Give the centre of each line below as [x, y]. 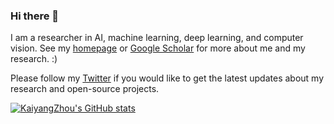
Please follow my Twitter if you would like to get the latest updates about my [167, 78]
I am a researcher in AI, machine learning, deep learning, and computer [157, 38]
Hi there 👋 [35, 16]
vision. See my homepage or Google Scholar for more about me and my [158, 48]
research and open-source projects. [85, 89]
